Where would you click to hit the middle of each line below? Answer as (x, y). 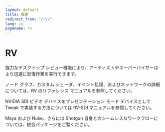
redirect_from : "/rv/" (29, 19)
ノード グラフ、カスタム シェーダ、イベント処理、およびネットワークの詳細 (83, 84)
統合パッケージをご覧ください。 (60, 124)
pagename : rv (19, 28)
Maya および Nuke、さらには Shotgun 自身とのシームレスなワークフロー (80, 118)
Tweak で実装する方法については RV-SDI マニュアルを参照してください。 (80, 107)
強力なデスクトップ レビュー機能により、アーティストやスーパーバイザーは (82, 67)
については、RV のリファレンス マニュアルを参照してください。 (70, 91)
